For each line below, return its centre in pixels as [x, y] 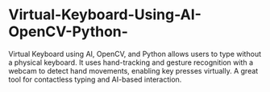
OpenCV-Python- [69, 32]
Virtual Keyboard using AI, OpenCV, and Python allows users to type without [135, 54]
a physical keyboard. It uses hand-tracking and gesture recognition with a [131, 62]
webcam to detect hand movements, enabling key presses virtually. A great [133, 70]
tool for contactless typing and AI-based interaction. [95, 79]
